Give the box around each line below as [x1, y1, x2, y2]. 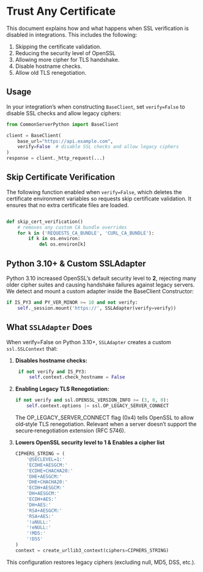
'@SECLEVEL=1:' [26, 456, 65, 462]
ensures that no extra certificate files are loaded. [6, 201, 130, 209]
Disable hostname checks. [15, 62, 83, 70]
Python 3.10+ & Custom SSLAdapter [6, 258, 146, 269]
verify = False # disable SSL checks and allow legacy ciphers [17, 144, 179, 150]
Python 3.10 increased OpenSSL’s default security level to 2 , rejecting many [6, 274, 197, 282]
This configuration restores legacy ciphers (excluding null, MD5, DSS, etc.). [6, 559, 196, 566]
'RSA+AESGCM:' [26, 507, 62, 514]
